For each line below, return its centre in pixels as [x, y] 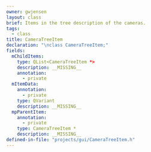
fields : [16, 51]
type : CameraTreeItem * [47, 129]
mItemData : [25, 84]
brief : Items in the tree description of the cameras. [76, 23]
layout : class [24, 17]
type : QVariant [36, 101]
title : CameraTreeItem [34, 39]
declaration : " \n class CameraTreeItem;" [58, 45]
